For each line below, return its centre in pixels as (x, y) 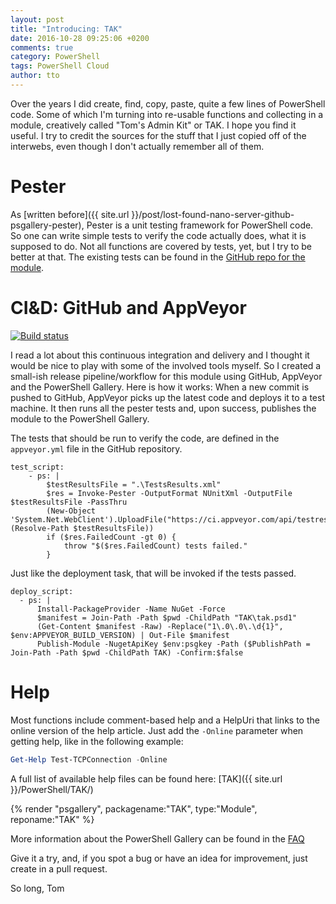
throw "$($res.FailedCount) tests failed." (155, 546)
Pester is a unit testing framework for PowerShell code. (200, 225)
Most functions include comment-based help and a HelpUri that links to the (165, 720)
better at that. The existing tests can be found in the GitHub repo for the (158, 257)
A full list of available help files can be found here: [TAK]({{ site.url (146, 778)
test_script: (37, 467)
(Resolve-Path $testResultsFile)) (82, 528)
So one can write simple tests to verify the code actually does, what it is (158, 235)
